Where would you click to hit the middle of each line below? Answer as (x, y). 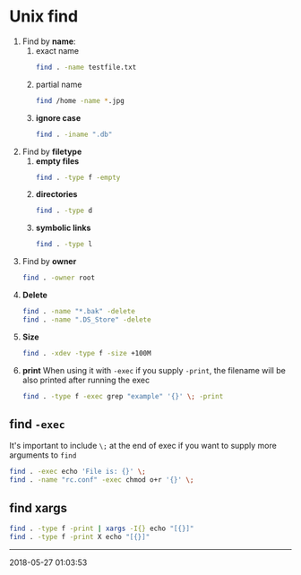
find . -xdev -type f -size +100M (86, 353)
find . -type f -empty (78, 177)
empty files (57, 161)
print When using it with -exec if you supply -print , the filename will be (154, 370)
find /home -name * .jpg (80, 100)
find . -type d (64, 211)
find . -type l (64, 245)
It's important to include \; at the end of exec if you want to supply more (143, 446)
